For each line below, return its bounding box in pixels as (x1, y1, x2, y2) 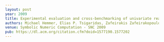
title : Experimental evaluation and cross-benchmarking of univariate (5, 16, 152, 21)
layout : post (5, 7, 32, 12)
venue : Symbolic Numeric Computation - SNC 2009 (5, 25, 106, 30)
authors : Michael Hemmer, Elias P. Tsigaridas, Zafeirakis (5, 20, 128, 26)
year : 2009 (5, 12, 27, 16)
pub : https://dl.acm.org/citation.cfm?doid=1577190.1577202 (5, 29, 130, 34)
